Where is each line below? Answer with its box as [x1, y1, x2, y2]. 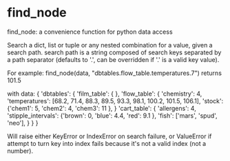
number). [7, 147, 33, 155]
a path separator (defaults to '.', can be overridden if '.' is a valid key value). [7, 55, 220, 63]
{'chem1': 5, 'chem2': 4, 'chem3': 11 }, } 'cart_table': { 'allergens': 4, [7, 104, 196, 112]
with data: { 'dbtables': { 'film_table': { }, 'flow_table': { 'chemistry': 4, [7, 89, 202, 98]
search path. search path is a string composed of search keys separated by [7, 48, 222, 56]
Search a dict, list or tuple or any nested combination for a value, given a [7, 41, 213, 49]
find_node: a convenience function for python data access [7, 28, 174, 36]
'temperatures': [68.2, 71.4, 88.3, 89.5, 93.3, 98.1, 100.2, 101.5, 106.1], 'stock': [7, 96, 224, 105]
